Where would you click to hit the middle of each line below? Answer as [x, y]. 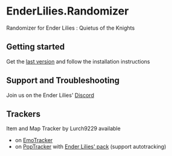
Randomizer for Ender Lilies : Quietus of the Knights [71, 28]
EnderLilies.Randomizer [68, 11]
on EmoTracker [34, 140]
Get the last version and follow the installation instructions [78, 61]
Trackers [24, 114]
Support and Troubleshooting [63, 81]
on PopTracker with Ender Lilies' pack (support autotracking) [91, 147]
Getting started [36, 47]
